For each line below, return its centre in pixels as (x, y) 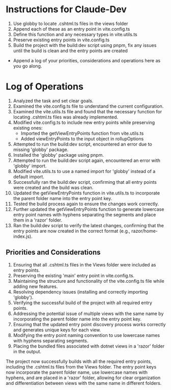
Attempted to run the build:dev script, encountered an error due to (82, 144)
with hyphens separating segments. (51, 340)
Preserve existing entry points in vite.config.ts (61, 40)
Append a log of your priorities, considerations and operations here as (87, 60)
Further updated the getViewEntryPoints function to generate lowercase (89, 209)
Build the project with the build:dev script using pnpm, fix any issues (85, 45)
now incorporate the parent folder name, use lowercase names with (77, 372)
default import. (29, 177)
